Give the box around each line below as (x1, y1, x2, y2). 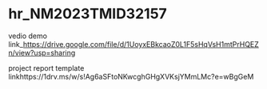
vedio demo (8, 31, 48, 41)
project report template (8, 63, 85, 72)
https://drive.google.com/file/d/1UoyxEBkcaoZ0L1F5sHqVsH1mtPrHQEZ (22, 39, 260, 48)
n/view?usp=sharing (8, 48, 76, 57)
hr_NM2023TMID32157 (8, 5, 168, 23)
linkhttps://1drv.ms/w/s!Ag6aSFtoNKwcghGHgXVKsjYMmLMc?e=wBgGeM (8, 72, 254, 81)
